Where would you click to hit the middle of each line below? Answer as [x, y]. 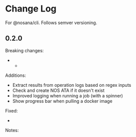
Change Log [31, 9]
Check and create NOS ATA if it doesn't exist [58, 90]
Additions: [16, 75]
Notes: [12, 130]
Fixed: [11, 110]
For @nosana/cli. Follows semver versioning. [51, 23]
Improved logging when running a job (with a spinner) [68, 95]
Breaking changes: [24, 50]
